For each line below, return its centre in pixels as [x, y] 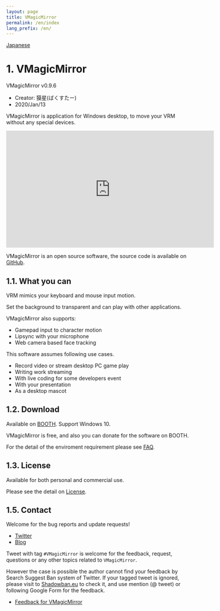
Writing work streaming [43, 372]
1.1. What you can [39, 281]
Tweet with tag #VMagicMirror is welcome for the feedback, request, [89, 554]
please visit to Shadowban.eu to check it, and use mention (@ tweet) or [93, 584]
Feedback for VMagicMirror [49, 602]
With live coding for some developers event [68, 378]
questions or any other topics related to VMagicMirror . [72, 560]
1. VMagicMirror [47, 69]
